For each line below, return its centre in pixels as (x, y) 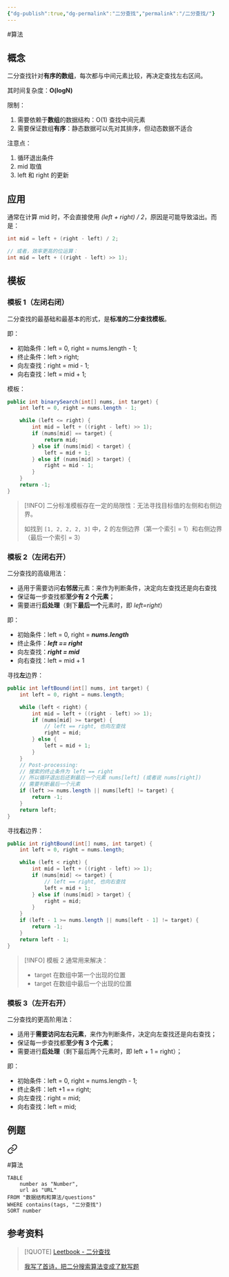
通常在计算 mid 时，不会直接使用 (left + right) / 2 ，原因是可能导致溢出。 (109, 217)
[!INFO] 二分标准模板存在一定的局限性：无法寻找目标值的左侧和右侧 (120, 505)
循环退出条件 (35, 158)
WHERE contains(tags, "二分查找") (54, 1204)
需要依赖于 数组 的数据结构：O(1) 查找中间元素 (81, 120)
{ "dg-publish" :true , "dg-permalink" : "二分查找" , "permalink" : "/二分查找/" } (111, 13)
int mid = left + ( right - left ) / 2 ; (63, 239)
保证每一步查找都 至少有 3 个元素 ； (66, 1042)
